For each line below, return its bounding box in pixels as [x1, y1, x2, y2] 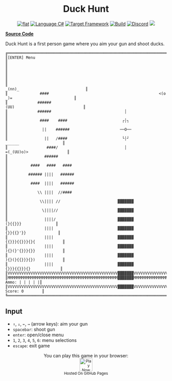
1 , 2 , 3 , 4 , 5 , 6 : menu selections [12, 337, 77, 343]
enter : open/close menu [12, 332, 64, 338]
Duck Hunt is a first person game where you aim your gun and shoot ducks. [5, 41, 165, 47]
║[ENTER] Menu [5, 55, 36, 60]
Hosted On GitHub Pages [63, 371, 109, 376]
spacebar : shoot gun [12, 326, 55, 332]
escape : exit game [12, 342, 50, 349]
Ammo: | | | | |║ [5, 279, 42, 285]
